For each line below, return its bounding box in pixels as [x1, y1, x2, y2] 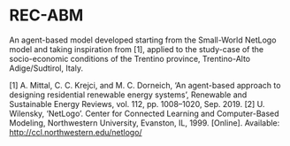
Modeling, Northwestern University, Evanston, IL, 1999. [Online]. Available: [9, 117, 280, 128]
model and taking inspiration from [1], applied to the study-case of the [9, 43, 264, 54]
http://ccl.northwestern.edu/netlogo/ [9, 127, 143, 137]
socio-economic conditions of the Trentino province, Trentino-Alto [9, 53, 250, 64]
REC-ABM [9, 5, 84, 26]
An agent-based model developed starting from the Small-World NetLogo [9, 35, 277, 45]
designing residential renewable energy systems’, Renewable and [9, 89, 248, 100]
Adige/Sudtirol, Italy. [9, 63, 84, 73]
